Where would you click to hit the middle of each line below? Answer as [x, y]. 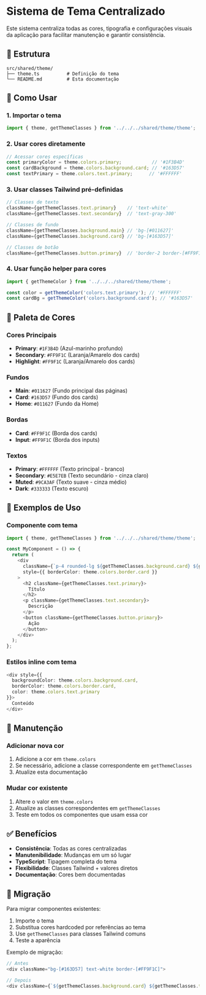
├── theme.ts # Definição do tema [63, 74]
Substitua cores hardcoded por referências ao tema [80, 927]
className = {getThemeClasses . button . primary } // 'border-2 [83, 253]
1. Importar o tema [34, 116]
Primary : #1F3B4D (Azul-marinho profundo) [69, 348]
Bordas [17, 420]
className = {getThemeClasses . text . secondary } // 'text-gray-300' [91, 214]
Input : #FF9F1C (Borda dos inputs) [57, 439]
